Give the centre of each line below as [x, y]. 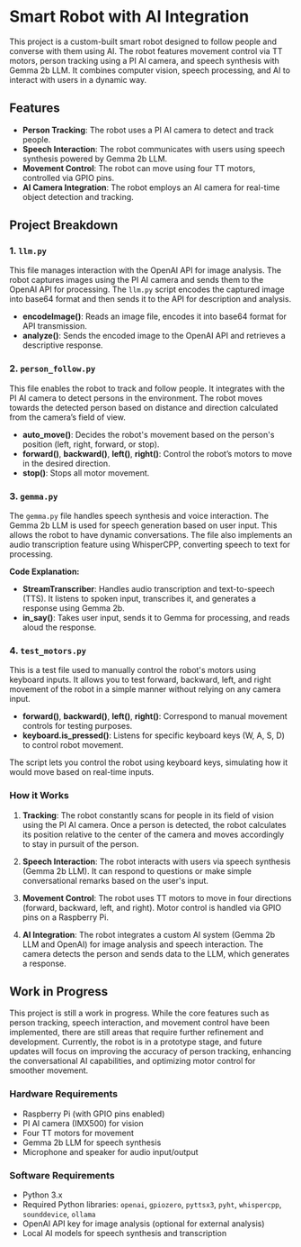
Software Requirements [62, 1175]
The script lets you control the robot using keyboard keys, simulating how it [149, 762]
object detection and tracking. [78, 196]
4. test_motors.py [48, 651]
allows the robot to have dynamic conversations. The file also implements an [151, 535]
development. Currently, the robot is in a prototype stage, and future [136, 1042]
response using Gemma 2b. [74, 608]
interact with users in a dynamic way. [78, 79]
